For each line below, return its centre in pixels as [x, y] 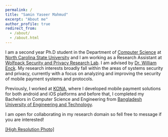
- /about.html [24, 38]
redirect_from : [21, 29]
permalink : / [19, 10]
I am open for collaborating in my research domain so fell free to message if [83, 114]
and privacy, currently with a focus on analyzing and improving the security [83, 73]
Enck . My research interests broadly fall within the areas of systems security [84, 68]
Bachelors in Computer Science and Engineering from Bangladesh [73, 99]
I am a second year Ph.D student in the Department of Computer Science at [83, 52]
